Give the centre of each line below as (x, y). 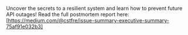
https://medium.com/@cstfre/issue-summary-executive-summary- (89, 20)
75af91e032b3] (25, 26)
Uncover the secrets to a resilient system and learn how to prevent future (94, 8)
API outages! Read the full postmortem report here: (68, 14)
